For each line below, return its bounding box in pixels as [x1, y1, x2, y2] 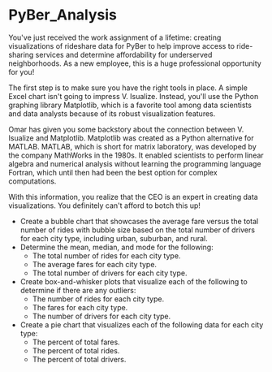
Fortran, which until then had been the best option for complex [8, 167, 218, 177]
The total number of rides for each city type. [32, 250, 181, 261]
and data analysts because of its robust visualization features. [8, 108, 216, 119]
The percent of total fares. [32, 337, 120, 347]
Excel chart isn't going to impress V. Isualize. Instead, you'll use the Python [8, 91, 259, 101]
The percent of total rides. [32, 345, 120, 355]
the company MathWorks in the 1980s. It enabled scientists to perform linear [8, 150, 264, 160]
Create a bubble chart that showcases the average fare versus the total [19, 216, 259, 226]
